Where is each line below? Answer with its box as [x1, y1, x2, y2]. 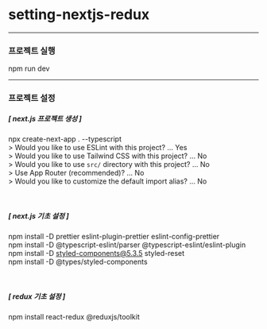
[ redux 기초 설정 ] [8, 292, 66, 301]
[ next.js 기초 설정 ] [8, 211, 69, 220]
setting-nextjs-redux [8, 6, 150, 24]
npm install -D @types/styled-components [8, 257, 149, 267]
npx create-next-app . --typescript [8, 134, 122, 144]
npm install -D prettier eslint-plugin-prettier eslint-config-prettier [8, 232, 220, 242]
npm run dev [8, 64, 50, 73]
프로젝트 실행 [8, 45, 56, 56]
